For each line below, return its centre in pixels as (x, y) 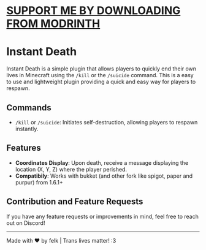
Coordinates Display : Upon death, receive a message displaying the (102, 162)
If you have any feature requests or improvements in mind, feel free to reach (103, 216)
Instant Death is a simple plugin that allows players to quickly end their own (101, 69)
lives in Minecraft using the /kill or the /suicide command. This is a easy (100, 75)
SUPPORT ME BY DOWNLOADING (93, 11)
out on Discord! (26, 223)
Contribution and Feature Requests (75, 202)
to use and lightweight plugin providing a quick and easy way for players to (101, 82)
